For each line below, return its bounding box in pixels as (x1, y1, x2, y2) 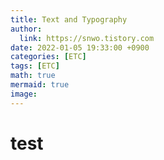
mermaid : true (10, 80, 70, 90)
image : (10, 89, 38, 99)
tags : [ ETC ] (10, 61, 60, 71)
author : (10, 24, 43, 34)
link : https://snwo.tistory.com (19, 33, 155, 43)
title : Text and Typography (10, 14, 128, 25)
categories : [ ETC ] (10, 52, 87, 62)
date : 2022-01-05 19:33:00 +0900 (10, 42, 150, 53)
